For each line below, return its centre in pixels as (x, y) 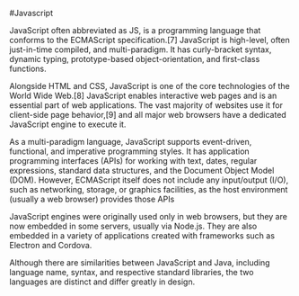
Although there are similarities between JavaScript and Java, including (140, 263)
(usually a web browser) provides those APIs (92, 199)
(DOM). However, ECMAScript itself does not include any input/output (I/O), (149, 180)
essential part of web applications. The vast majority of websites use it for (146, 105)
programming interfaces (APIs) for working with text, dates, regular (133, 161)
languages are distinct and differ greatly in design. (102, 282)
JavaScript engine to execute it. (68, 124)
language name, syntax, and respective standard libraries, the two (132, 272)
